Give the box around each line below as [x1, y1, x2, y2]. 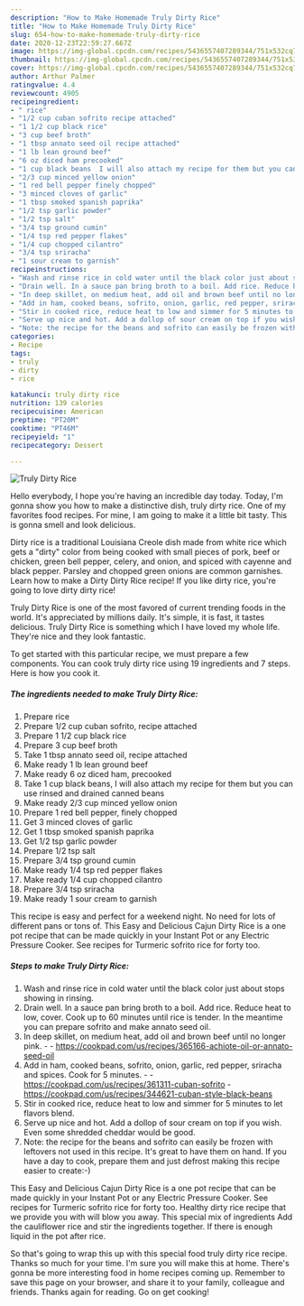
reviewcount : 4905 [10, 88, 79, 97]
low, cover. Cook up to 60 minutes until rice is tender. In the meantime [23, 1012, 283, 1023]
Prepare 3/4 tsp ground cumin [23, 855, 136, 866]
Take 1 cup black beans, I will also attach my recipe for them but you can [23, 778, 294, 790]
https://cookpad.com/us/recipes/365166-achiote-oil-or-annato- [55, 1041, 293, 1051]
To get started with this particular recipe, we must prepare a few [10, 649, 249, 660]
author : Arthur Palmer [10, 72, 96, 81]
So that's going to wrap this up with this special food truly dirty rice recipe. [10, 1248, 288, 1259]
